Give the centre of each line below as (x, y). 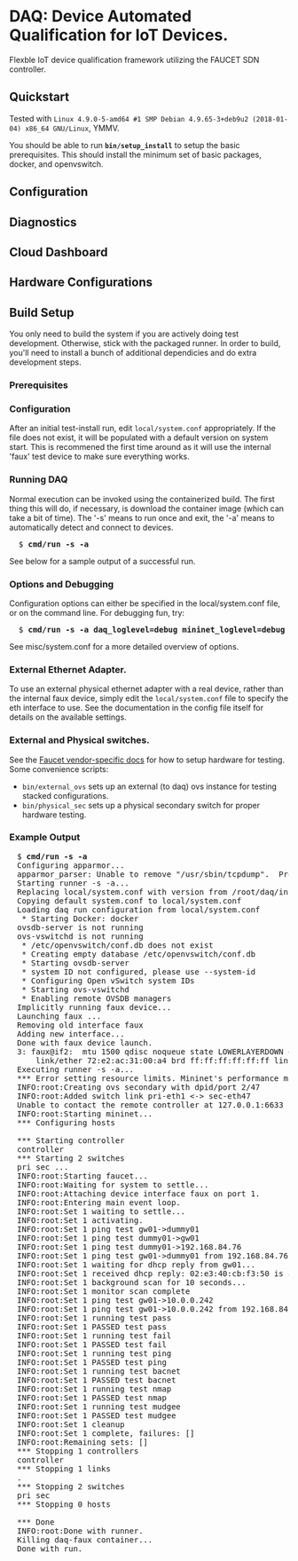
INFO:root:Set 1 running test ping (94, 1353)
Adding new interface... (71, 1034)
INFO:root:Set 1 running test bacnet (99, 1371)
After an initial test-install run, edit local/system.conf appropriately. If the (143, 429)
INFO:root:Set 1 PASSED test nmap (92, 1398)
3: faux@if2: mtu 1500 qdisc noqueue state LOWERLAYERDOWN (150, 1052)
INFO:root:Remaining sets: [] (83, 1442)
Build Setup (42, 312)
